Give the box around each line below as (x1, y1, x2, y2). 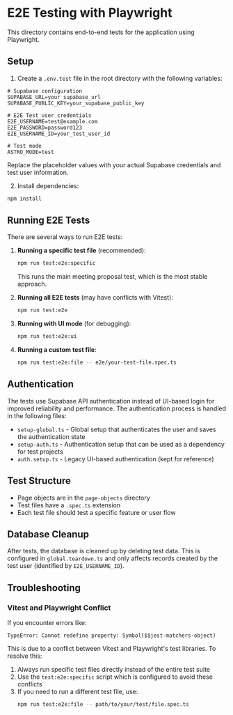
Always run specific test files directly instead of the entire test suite (17, 666, 211, 674)
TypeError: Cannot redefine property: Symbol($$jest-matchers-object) (7, 632, 216, 639)
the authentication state (17, 432, 86, 440)
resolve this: (7, 652, 42, 660)
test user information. (7, 168, 69, 176)
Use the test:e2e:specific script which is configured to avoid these (17, 672, 214, 681)
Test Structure (7, 475, 72, 487)
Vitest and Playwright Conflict (7, 603, 111, 613)
